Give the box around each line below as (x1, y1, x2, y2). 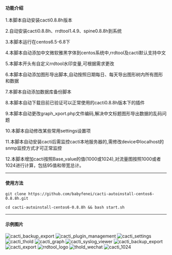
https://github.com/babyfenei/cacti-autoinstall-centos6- (28, 192, 155, 197)
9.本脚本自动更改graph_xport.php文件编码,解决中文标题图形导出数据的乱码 (5, 111, 162, 117)
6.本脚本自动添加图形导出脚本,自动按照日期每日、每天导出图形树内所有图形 (5, 72, 163, 78)
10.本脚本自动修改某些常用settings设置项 (5, 128, 91, 134)
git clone (5, 192, 27, 197)
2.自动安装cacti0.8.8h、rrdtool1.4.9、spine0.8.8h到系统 (5, 28, 122, 34)
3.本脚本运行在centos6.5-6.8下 (5, 39, 71, 45)
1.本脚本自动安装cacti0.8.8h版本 (5, 17, 73, 23)
